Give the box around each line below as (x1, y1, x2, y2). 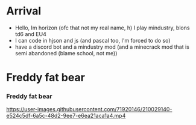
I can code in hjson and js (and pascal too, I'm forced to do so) (14, 37, 171, 44)
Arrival (6, 4, 41, 18)
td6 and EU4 (14, 30, 46, 37)
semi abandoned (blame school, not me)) (14, 49, 118, 56)
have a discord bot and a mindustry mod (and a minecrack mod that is (14, 43, 190, 50)
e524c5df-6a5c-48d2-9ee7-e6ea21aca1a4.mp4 (6, 112, 126, 120)
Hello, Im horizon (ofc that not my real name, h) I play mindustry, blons (14, 24, 190, 31)
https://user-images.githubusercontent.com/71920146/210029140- (6, 106, 172, 113)
